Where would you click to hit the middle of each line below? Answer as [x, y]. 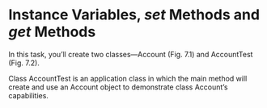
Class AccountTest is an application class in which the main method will [128, 78]
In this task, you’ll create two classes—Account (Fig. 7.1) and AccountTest [131, 54]
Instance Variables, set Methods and [134, 15]
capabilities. [28, 95]
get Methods [52, 32]
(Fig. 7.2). [24, 63]
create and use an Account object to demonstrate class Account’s [118, 87]
